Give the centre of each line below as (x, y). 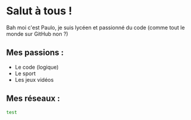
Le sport (25, 73)
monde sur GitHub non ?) (37, 33)
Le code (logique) (37, 67)
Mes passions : (35, 53)
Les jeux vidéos (34, 79)
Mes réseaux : (33, 99)
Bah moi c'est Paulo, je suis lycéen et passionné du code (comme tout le (95, 27)
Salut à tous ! (39, 11)
